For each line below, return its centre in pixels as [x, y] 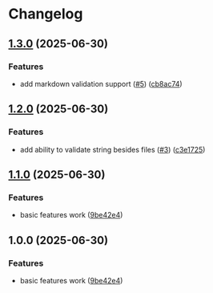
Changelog [46, 14]
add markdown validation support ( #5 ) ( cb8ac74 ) [101, 83]
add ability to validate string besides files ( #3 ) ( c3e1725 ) [113, 149]
